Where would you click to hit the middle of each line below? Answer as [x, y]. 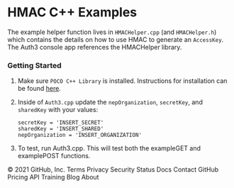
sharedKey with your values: [58, 110]
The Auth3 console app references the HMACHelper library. [95, 47]
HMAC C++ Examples [72, 12]
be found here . [39, 89]
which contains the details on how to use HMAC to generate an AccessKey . [116, 39]
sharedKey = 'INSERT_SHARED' [61, 129]
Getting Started [34, 65]
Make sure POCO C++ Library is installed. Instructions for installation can [122, 81]
